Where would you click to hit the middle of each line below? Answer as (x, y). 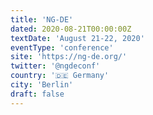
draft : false (37, 94)
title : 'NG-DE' (42, 19)
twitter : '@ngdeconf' (55, 66)
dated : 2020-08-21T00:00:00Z (71, 29)
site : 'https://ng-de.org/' (69, 57)
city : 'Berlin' (42, 85)
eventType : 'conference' (62, 47)
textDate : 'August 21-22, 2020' (77, 38)
